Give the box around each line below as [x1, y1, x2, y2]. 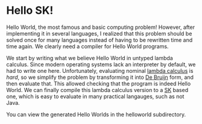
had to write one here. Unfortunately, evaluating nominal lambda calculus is [6, 67, 194, 74]
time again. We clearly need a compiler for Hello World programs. [6, 43, 169, 50]
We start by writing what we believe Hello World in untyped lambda [6, 54, 173, 61]
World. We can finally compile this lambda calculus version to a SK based [6, 86, 189, 93]
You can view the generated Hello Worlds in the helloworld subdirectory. [6, 111, 186, 118]
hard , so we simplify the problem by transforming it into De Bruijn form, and [6, 73, 194, 81]
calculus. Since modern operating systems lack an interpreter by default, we [6, 61, 196, 68]
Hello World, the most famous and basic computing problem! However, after [6, 23, 195, 31]
